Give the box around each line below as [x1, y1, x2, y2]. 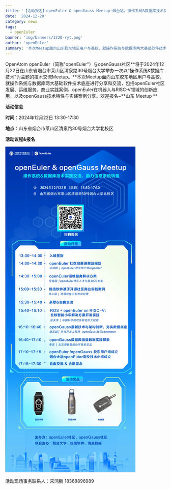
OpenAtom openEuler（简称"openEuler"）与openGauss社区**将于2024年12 [5, 61, 164, 67]
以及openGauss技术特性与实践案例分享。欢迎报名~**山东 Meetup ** [14, 93, 158, 99]
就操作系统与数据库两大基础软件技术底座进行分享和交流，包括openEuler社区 [5, 80, 165, 86]
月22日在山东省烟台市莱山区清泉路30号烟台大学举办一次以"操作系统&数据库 [5, 67, 164, 73]
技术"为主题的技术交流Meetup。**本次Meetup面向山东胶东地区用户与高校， [5, 74, 164, 80]
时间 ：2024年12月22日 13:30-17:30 [5, 114, 79, 121]
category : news [5, 19, 38, 24]
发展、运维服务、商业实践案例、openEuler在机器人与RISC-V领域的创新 [5, 87, 154, 93]
